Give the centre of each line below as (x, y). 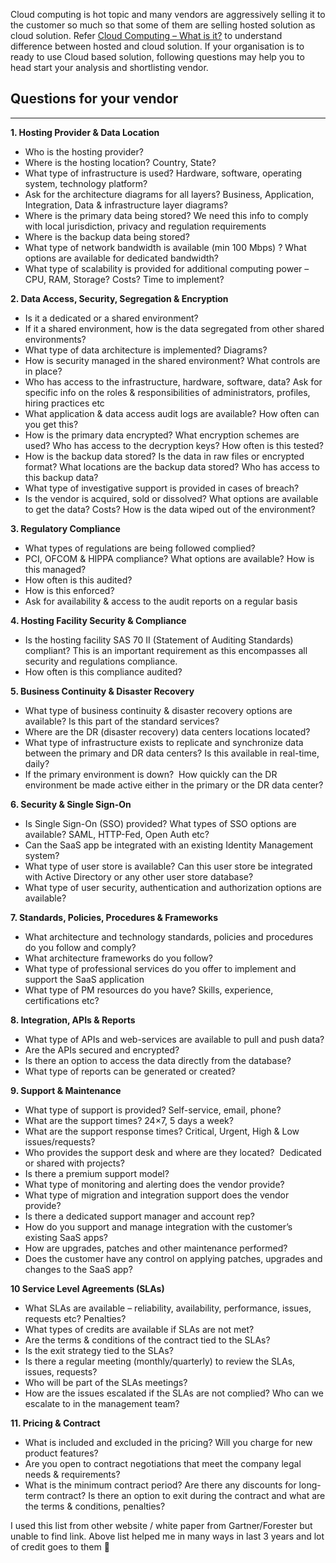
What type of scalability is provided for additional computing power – (167, 268)
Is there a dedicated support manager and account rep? (139, 1216)
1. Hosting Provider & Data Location (85, 132)
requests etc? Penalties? (75, 1318)
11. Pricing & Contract (55, 1423)
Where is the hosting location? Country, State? (120, 162)
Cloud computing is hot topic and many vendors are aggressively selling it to (168, 14)
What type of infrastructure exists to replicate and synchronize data (164, 742)
